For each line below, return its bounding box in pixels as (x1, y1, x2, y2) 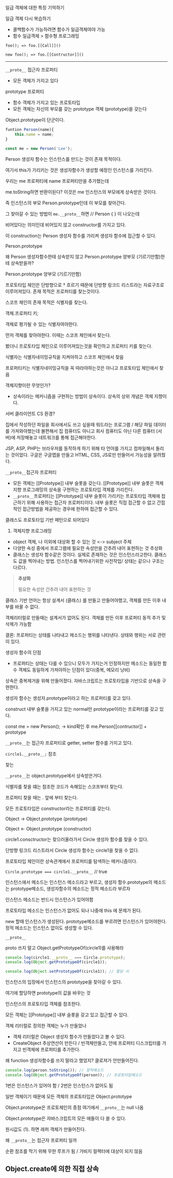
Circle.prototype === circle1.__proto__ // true (5, 868, 108, 874)
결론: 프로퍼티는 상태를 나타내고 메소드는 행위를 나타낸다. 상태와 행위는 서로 (5, 632, 157, 638)
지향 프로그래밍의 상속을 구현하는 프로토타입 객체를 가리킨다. (12, 486, 134, 493)
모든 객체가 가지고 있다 (12, 78, 59, 83)
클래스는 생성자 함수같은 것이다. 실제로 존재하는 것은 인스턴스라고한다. (12, 551, 153, 558)
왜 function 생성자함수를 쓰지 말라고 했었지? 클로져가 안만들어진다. (5, 1058, 140, 1064)
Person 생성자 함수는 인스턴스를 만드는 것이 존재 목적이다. (5, 156, 122, 162)
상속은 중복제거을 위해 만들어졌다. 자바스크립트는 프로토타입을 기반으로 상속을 (5, 678, 161, 684)
